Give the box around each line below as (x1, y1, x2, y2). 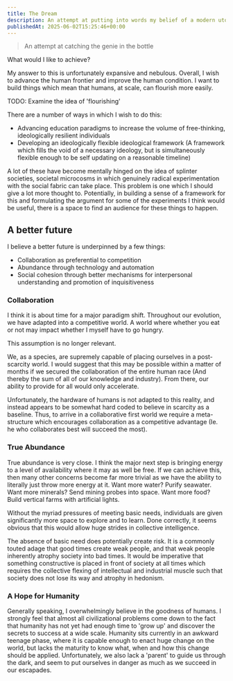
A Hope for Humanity (7, 591, 80, 600)
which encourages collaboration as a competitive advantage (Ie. (34, 418, 218, 426)
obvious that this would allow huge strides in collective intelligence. (7, 523, 200, 532)
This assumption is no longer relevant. (7, 339, 116, 348)
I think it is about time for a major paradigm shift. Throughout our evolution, (7, 311, 222, 319)
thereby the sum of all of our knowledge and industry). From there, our (7, 375, 209, 383)
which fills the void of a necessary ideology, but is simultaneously (17, 146, 205, 155)
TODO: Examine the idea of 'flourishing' (7, 97, 121, 106)
